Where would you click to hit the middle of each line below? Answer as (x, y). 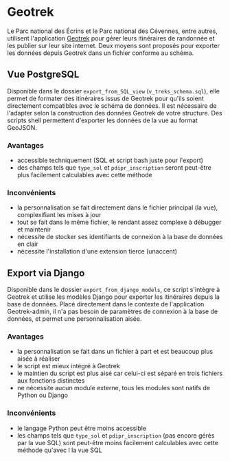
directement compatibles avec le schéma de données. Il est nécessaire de (112, 105)
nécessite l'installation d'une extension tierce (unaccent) (97, 251)
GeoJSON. (22, 127)
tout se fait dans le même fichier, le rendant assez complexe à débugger (119, 222)
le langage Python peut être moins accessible (81, 428)
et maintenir (34, 229)
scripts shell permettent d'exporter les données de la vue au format (102, 120)
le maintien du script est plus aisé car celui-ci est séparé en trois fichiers (120, 373)
